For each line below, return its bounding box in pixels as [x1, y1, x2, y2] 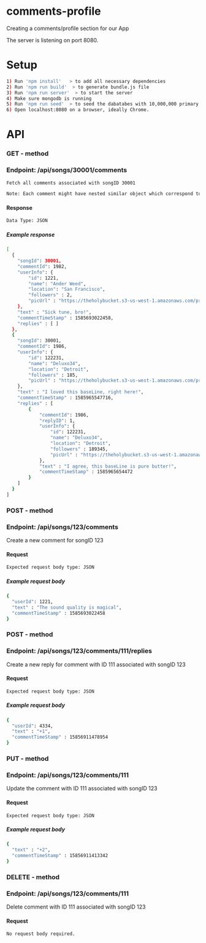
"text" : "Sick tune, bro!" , [17, 309, 92, 315]
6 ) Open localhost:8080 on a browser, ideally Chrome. [6, 107, 150, 113]
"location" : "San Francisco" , [28, 287, 105, 293]
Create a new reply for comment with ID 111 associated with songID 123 [6, 661, 186, 668]
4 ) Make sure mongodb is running [6, 95, 92, 102]
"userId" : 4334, [12, 723, 53, 729]
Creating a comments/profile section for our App [6, 25, 129, 32]
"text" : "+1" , [12, 728, 51, 734]
